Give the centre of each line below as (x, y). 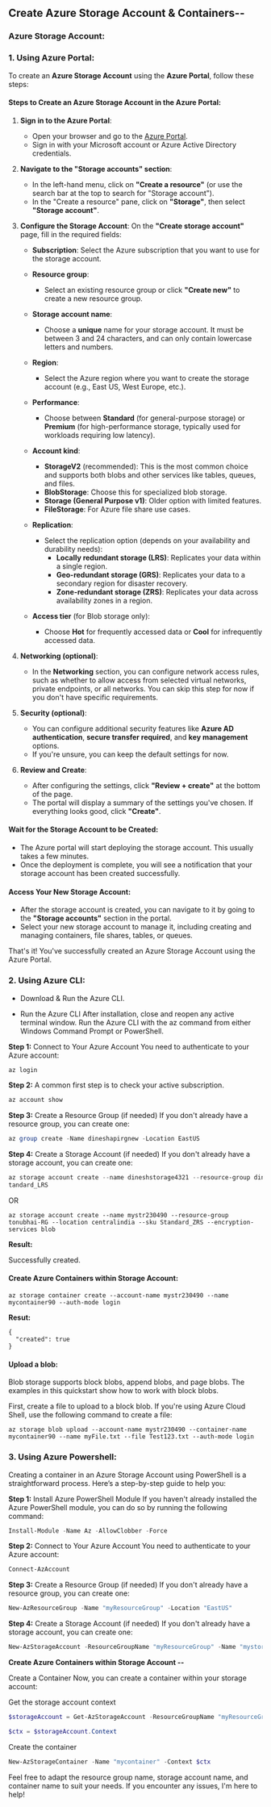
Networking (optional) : (59, 656)
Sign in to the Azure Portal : (66, 120)
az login (23, 1070)
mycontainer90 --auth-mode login (65, 1303)
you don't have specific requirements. (95, 697)
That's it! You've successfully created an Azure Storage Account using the (132, 951)
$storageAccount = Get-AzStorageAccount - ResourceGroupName (112, 1717)
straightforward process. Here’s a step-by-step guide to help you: (117, 1483)
